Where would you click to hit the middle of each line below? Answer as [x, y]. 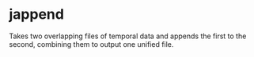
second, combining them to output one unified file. [91, 44]
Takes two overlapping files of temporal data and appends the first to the [128, 36]
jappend [36, 14]
